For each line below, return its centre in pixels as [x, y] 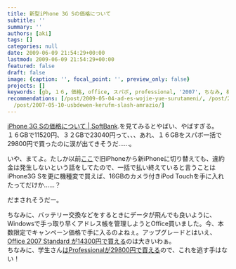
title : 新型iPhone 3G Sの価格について [59, 14]
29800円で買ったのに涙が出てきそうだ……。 [71, 143]
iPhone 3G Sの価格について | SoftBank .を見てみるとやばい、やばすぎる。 [113, 126]
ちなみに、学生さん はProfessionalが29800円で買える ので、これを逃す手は [114, 249]
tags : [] [20, 40]
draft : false [26, 72]
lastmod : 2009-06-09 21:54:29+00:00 [61, 60]
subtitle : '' [26, 20]
